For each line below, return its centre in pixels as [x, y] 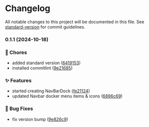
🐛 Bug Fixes [19, 109]
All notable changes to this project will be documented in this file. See [75, 22]
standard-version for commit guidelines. [45, 27]
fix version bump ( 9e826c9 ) [40, 119]
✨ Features [18, 81]
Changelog [28, 8]
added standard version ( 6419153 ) [46, 63]
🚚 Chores [16, 52]
